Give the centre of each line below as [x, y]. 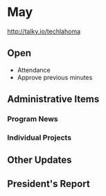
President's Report [48, 184]
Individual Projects [39, 138]
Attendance [34, 70]
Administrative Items [53, 99]
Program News [33, 119]
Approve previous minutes [55, 77]
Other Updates [39, 160]
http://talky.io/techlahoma [44, 31]
